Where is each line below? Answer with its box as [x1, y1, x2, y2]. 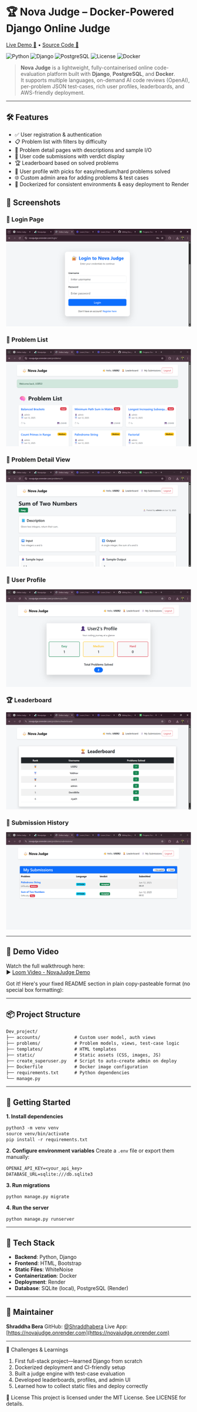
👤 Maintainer [6, 1307, 54, 1317]
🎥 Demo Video [6, 946, 59, 957]
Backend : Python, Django [14, 1253, 77, 1260]
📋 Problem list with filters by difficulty [14, 138, 107, 145]
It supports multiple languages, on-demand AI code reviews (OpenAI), [20, 77, 190, 84]
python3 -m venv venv [6, 1125, 59, 1131]
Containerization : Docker [14, 1272, 77, 1279]
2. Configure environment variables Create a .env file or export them [6, 1147, 175, 1154]
